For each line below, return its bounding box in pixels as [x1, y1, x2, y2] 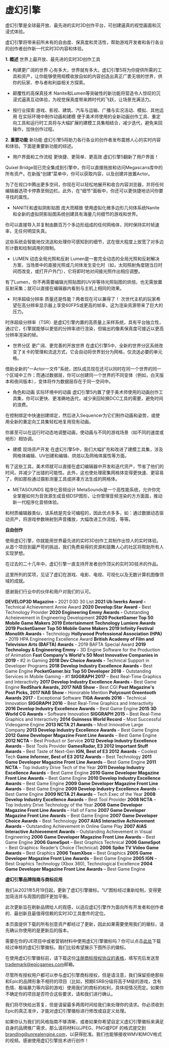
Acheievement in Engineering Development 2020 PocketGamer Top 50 [5, 615, 153, 621]
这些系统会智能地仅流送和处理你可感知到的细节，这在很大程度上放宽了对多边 [5, 239, 164, 245]
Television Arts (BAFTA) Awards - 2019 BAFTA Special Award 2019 [5, 641, 146, 647]
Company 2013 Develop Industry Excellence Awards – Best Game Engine [5, 727, 159, 733]
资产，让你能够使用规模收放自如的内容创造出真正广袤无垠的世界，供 [21, 73, 162, 79]
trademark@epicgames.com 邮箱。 [5, 961, 77, 967]
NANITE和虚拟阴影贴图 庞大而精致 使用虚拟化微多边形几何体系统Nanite [12, 204, 160, 210]
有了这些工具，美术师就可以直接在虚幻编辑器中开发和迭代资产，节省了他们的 [5, 463, 164, 469]
